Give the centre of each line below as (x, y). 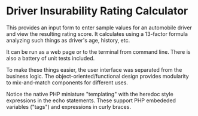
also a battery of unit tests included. (51, 58)
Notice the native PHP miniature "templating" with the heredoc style (90, 94)
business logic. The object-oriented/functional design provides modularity (98, 76)
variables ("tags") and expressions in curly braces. (69, 106)
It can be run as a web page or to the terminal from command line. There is (98, 51)
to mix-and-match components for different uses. (67, 83)
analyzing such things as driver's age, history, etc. (68, 40)
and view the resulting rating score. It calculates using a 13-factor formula (97, 33)
